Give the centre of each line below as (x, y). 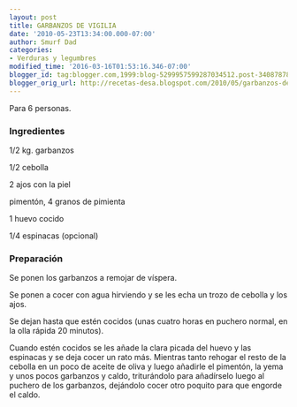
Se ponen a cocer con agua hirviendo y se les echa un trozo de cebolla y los (148, 295)
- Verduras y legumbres (53, 58)
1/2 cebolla (29, 167)
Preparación (36, 259)
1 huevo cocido (37, 218)
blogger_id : (31, 75)
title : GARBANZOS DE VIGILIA (63, 26)
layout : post (33, 17)
